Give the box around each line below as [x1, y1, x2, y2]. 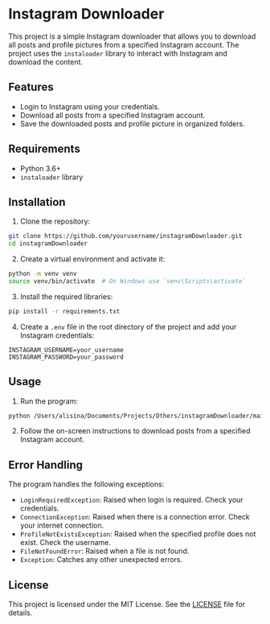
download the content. [8, 57, 83, 67]
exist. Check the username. [19, 538, 111, 548]
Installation [8, 195, 66, 209]
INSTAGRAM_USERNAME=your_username [8, 346, 125, 354]
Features [8, 80, 54, 94]
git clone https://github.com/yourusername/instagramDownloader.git [8, 232, 243, 240]
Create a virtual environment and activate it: [19, 254, 166, 264]
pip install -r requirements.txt [8, 307, 121, 315]
